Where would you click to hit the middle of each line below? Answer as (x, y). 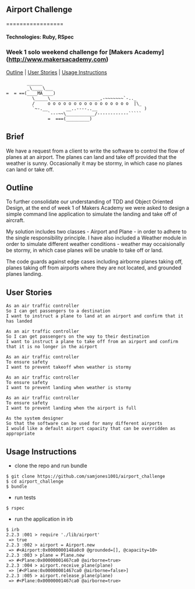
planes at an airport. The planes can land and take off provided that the (91, 157)
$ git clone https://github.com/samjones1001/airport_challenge (86, 476)
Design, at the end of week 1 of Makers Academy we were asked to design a (97, 208)
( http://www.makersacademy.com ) (57, 60)
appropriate (20, 434)
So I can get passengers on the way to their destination (78, 337)
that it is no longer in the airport (52, 347)
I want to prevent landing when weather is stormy (69, 388)
